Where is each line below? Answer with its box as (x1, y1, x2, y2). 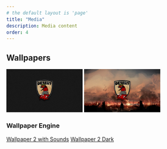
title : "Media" (6, 16, 45, 23)
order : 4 (6, 29, 29, 35)
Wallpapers (6, 53, 51, 63)
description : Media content (6, 23, 78, 29)
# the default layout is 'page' (6, 10, 88, 16)
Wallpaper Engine (6, 122, 60, 130)
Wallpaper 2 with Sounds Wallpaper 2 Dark (6, 135, 115, 143)
